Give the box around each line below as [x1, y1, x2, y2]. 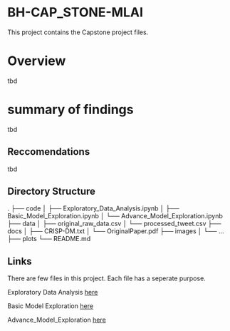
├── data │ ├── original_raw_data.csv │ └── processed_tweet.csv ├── [7, 219, 221, 228]
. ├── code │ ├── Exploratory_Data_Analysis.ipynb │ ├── [7, 204, 179, 213]
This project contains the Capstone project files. [7, 28, 149, 36]
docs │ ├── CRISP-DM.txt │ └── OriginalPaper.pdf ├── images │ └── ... [7, 227, 224, 235]
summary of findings [7, 101, 134, 118]
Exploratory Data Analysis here [7, 288, 98, 297]
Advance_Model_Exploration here [7, 315, 107, 325]
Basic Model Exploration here [7, 302, 94, 310]
